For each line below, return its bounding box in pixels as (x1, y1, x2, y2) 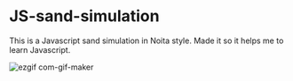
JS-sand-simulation (9, 6, 160, 26)
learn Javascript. (9, 44, 71, 55)
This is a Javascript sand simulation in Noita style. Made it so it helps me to (9, 35, 284, 46)
